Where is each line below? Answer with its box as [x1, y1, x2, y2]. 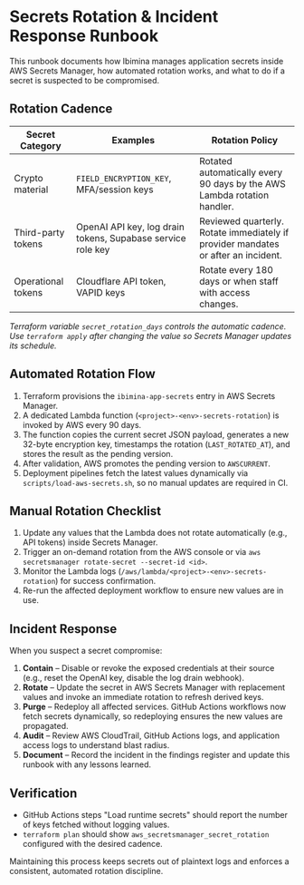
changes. [198, 297, 239, 310]
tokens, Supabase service [76, 231, 187, 244]
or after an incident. [198, 248, 282, 261]
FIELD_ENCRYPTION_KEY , [76, 171, 172, 184]
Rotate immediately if [198, 226, 290, 238]
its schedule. [9, 340, 57, 351]
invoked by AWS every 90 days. [22, 419, 142, 430]
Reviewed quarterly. [198, 215, 285, 228]
